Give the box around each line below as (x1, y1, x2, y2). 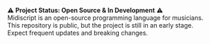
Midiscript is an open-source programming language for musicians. (7, 13, 204, 22)
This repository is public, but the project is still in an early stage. (7, 21, 194, 29)
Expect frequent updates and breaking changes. (7, 28, 148, 37)
